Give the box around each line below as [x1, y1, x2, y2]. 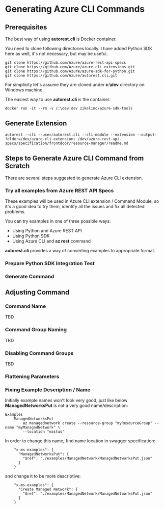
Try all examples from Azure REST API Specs [5, 187, 114, 194]
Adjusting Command [5, 288, 70, 296]
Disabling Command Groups [5, 349, 74, 356]
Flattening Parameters [5, 373, 59, 380]
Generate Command [5, 273, 55, 280]
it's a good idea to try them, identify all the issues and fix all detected [5, 203, 145, 209]
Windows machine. [5, 87, 44, 93]
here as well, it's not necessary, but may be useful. [5, 51, 108, 56]
